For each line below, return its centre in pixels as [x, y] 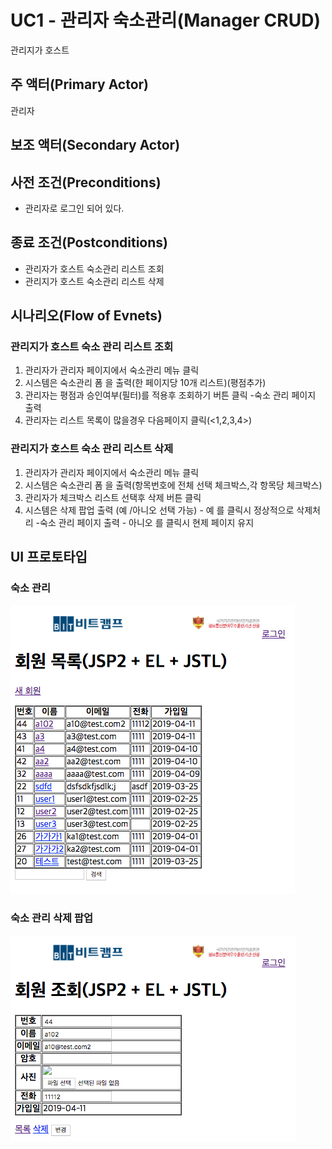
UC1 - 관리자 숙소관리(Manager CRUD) [165, 20]
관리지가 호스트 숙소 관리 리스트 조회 [92, 347]
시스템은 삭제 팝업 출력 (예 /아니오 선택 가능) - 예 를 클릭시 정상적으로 [159, 510]
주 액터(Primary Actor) [80, 84]
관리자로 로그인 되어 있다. [74, 208]
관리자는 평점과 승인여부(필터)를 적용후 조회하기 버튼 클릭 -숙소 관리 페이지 [170, 395]
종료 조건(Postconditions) [89, 242]
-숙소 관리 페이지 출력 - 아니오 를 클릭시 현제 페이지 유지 [145, 522]
